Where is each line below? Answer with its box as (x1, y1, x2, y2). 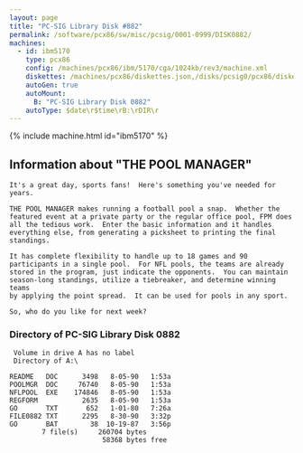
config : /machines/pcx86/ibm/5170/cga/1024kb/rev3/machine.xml (25, 64, 269, 73)
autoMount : (25, 89, 67, 98)
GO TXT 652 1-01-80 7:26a (9, 404, 171, 413)
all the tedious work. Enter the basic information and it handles (9, 221, 272, 230)
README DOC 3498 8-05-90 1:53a (9, 373, 171, 382)
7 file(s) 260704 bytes (41, 428, 147, 437)
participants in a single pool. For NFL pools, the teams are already (9, 260, 284, 269)
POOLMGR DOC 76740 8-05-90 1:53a (9, 381, 171, 390)
